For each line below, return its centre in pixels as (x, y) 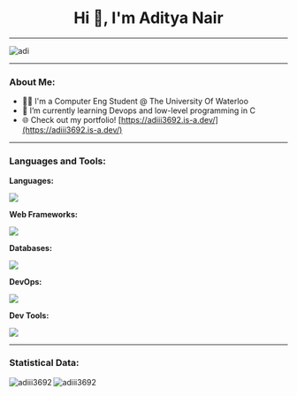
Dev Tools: (29, 315)
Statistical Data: (44, 363)
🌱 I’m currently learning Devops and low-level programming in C (139, 110)
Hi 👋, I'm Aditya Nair (148, 18)
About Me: (32, 81)
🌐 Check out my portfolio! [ (72, 120)
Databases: (31, 247)
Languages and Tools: (57, 161)
